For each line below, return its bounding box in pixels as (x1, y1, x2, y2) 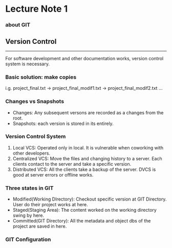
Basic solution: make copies (5, 73, 77, 81)
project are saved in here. (12, 223, 67, 230)
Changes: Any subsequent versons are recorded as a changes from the (12, 109, 164, 115)
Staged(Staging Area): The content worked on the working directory (12, 207, 157, 213)
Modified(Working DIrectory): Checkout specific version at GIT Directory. (12, 196, 167, 202)
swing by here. (12, 212, 45, 218)
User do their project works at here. (12, 202, 88, 208)
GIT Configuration (5, 236, 51, 243)
